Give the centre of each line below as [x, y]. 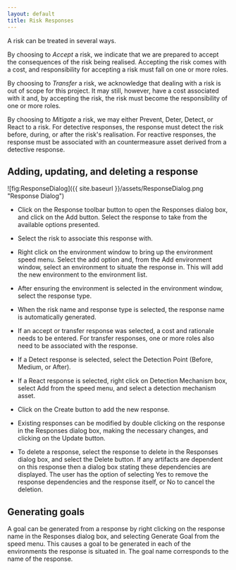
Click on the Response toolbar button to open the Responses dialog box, [122, 210]
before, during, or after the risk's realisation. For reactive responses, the [112, 134]
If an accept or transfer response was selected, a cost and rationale [116, 331]
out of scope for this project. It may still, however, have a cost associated [113, 91]
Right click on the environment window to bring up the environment [115, 252]
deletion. [30, 489]
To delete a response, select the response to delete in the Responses [118, 452]
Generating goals [46, 512]
